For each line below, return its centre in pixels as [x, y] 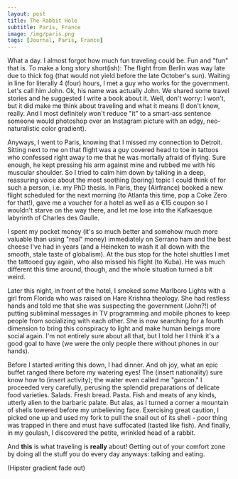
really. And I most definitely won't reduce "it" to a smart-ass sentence [109, 114]
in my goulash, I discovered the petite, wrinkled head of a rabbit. [102, 433]
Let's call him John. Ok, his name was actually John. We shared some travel [118, 91]
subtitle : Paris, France [44, 27]
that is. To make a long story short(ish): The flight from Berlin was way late [116, 68]
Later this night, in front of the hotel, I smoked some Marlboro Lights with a [117, 291]
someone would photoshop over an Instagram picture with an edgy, [106, 121]
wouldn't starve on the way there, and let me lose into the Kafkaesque [110, 210]
